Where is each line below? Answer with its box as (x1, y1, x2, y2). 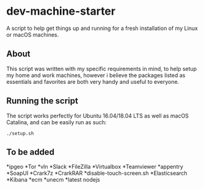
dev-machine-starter (6, 4, 116, 18)
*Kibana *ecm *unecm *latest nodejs (6, 176, 100, 183)
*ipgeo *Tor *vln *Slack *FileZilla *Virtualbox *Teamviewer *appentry (6, 163, 183, 171)
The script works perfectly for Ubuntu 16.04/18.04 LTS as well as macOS (6, 112, 189, 119)
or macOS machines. (6, 31, 59, 38)
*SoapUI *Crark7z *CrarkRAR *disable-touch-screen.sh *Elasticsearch (6, 169, 188, 177)
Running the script (6, 96, 78, 106)
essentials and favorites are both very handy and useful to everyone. (6, 78, 180, 85)
